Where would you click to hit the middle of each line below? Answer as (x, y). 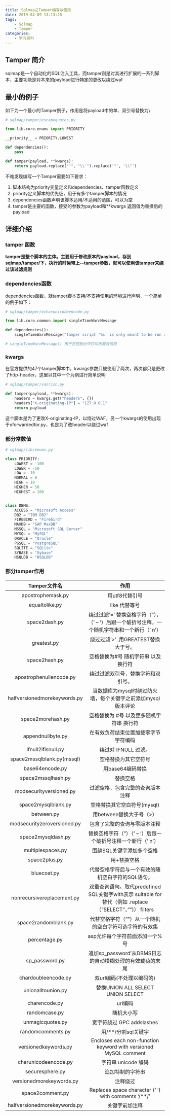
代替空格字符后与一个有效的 (122, 869)
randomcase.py (46, 1013)
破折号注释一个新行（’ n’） (127, 841)
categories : (18, 33)
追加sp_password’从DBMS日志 (125, 953)
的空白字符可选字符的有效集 (125, 926)
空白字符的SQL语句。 (127, 877)
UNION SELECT (125, 994)
